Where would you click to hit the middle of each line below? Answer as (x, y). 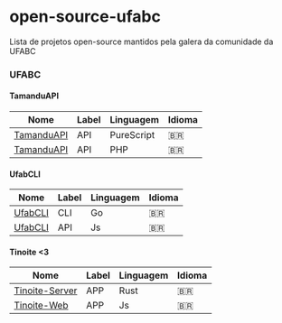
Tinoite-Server (46, 291)
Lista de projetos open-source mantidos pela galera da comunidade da (141, 42)
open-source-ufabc (85, 17)
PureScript (132, 135)
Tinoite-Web (41, 306)
